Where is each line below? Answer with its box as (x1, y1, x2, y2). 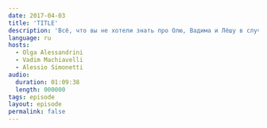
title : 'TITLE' (8, 19, 59, 27)
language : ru (8, 33, 52, 42)
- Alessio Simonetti (15, 64, 83, 72)
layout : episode (8, 100, 62, 108)
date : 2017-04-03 (8, 11, 66, 20)
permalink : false (8, 108, 66, 116)
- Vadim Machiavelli (15, 56, 83, 64)
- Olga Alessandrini (15, 48, 83, 56)
